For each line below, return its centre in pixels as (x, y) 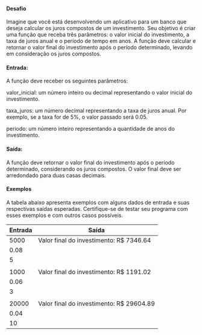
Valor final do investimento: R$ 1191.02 (95, 272)
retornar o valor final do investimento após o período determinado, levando (99, 48)
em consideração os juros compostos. (54, 54)
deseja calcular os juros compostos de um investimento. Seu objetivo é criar (101, 28)
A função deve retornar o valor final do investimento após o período (90, 162)
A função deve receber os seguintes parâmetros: (67, 81)
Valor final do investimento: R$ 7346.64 (95, 240)
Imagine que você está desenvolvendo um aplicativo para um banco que (96, 22)
